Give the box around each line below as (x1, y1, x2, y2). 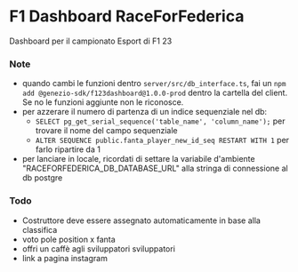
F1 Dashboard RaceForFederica (9, 6, 245, 27)
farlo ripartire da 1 (35, 144, 101, 155)
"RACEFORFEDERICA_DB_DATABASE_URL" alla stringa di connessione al (21, 163, 288, 174)
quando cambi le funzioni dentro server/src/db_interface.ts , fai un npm (21, 78, 286, 89)
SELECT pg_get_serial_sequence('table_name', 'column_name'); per (35, 116, 286, 126)
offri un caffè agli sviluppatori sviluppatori (21, 243, 176, 254)
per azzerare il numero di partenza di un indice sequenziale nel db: (21, 107, 268, 117)
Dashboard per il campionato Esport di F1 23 (9, 36, 173, 46)
